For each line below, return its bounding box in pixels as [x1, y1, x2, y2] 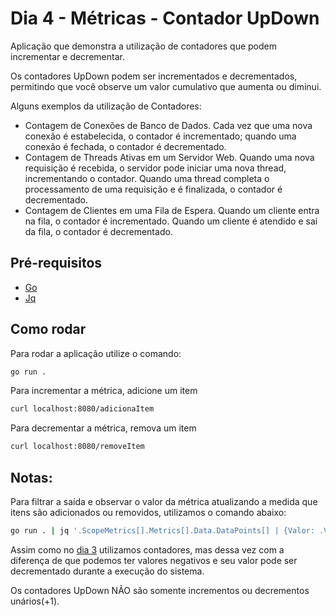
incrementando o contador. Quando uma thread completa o [24, 172, 270, 184]
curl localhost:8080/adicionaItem [10, 404, 155, 414]
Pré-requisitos [10, 255, 103, 272]
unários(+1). [10, 595, 60, 607]
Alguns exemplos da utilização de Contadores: [10, 100, 202, 112]
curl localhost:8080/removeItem [10, 442, 145, 452]
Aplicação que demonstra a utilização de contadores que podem [10, 40, 277, 52]
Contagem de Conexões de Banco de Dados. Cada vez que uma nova [24, 119, 313, 131]
